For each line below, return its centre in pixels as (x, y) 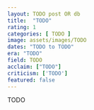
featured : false (31, 80)
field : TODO (25, 60)
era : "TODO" (25, 54)
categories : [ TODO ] (39, 34)
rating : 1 (22, 27)
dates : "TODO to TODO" (41, 47)
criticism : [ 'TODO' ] (38, 73)
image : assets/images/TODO (47, 40)
